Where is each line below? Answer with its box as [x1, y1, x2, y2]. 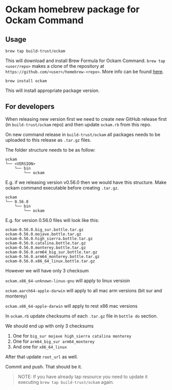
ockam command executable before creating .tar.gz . [5, 184, 119, 191]
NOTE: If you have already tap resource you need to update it [17, 374, 148, 380]
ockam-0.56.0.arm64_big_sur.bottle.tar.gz [5, 249, 98, 255]
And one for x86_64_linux [12, 343, 67, 350]
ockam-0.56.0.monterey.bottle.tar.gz [5, 245, 86, 250]
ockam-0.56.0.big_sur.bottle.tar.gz [5, 227, 84, 232]
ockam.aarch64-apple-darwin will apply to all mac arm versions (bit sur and [5, 287, 162, 293]
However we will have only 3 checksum [5, 267, 89, 273]
